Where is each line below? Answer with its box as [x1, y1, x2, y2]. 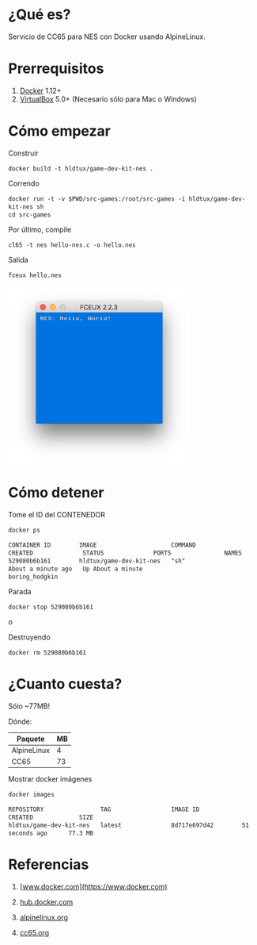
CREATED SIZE [8, 813, 93, 822]
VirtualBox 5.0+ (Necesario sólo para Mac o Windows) [19, 94, 198, 104]
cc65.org [19, 928, 50, 938]
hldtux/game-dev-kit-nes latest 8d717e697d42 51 [8, 821, 249, 830]
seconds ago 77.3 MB [8, 829, 93, 838]
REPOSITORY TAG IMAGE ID [8, 805, 200, 814]
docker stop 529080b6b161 [8, 603, 93, 611]
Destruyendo [8, 632, 51, 642]
